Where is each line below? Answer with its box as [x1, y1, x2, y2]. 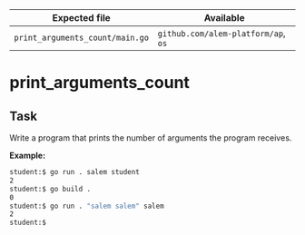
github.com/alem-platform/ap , [157, 27, 286, 39]
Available [203, 12, 245, 24]
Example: [9, 150, 46, 161]
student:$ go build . [9, 184, 92, 193]
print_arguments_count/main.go [14, 33, 150, 43]
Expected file [52, 12, 111, 24]
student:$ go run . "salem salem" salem [9, 201, 165, 211]
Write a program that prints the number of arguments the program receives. [9, 132, 292, 143]
